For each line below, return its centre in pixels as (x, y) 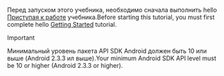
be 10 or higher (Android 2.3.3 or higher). (65, 65)
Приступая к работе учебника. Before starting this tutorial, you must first (111, 17)
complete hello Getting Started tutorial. (62, 24)
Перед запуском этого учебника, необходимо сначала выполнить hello (112, 10)
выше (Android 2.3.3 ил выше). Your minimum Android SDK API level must (112, 58)
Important (21, 38)
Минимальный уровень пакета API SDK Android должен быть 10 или (107, 51)
